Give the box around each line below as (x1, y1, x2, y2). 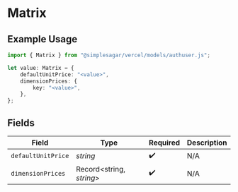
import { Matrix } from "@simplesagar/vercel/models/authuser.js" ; (7, 52, 211, 59)
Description (186, 138, 227, 148)
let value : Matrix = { (7, 64, 74, 71)
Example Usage (7, 33, 78, 45)
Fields (7, 116, 35, 128)
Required (148, 138, 181, 148)
